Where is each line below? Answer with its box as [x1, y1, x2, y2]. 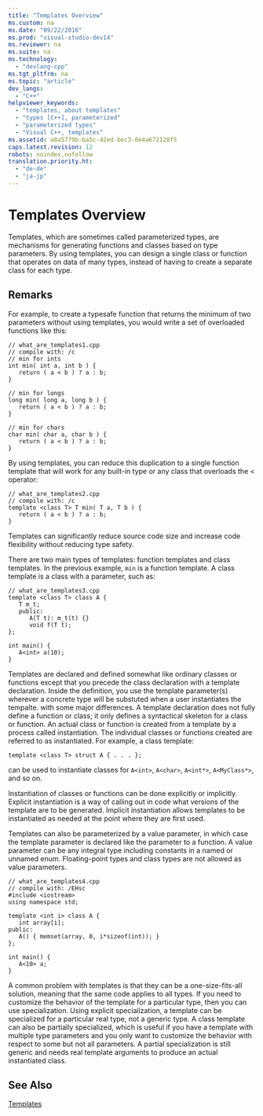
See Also [8, 1078, 53, 1092]
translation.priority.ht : [8, 158, 93, 166]
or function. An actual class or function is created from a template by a [8, 719, 237, 729]
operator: [8, 475, 38, 484]
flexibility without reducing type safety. [8, 539, 134, 549]
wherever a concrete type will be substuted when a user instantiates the [8, 694, 242, 703]
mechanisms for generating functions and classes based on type [8, 240, 218, 250]
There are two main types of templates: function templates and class [8, 555, 231, 564]
